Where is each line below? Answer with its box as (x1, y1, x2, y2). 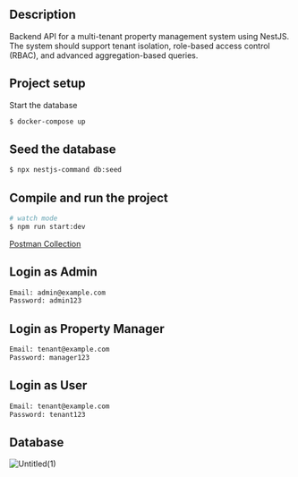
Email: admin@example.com (9, 288, 106, 297)
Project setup (9, 76, 87, 91)
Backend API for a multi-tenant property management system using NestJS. (9, 30, 289, 41)
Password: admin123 (9, 296, 82, 305)
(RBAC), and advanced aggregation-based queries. (9, 49, 199, 61)
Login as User (9, 378, 88, 393)
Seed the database (9, 141, 116, 157)
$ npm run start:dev (9, 222, 87, 231)
